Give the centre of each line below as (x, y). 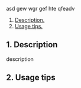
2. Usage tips (31, 78)
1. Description (32, 45)
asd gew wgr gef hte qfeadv (41, 9)
